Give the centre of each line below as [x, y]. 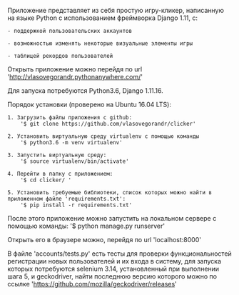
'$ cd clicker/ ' [46, 180]
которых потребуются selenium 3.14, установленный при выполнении [113, 269]
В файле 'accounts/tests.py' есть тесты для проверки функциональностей [119, 254]
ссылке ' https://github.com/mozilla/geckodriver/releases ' [92, 284]
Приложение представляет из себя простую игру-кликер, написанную [116, 10]
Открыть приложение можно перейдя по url [75, 69]
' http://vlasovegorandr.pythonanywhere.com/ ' [75, 77]
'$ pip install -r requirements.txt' [76, 205]
